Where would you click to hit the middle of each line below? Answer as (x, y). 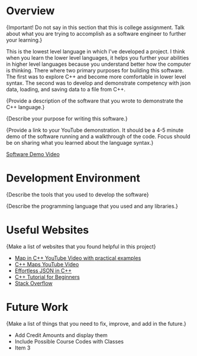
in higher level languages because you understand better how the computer (98, 64)
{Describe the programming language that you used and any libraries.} (92, 206)
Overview (30, 11)
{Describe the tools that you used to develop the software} (77, 195)
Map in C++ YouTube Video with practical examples (78, 258)
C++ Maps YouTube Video (47, 264)
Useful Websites (48, 230)
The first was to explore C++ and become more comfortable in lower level (96, 77)
